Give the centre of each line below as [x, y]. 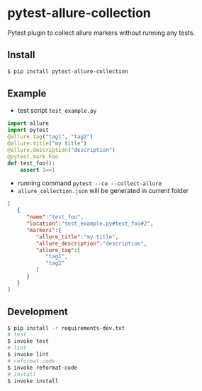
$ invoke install [33, 381]
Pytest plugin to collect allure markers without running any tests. [101, 33]
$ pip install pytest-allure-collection [68, 71]
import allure [28, 123]
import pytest [28, 130]
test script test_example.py [57, 111]
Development [38, 312]
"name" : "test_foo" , [55, 217]
